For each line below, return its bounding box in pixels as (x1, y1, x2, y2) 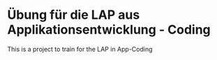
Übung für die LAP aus (7, 7, 140, 23)
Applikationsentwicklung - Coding (7, 22, 211, 38)
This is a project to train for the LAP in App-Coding (7, 45, 153, 53)
